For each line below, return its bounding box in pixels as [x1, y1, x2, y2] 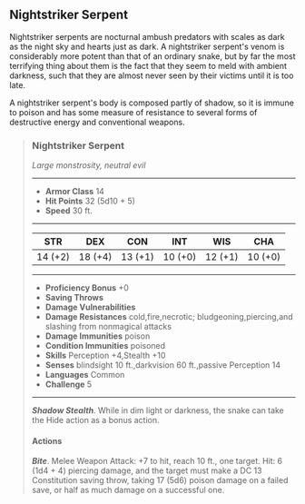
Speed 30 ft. [44, 205, 93, 216]
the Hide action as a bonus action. [31, 415, 161, 426]
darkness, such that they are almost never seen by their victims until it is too [9, 70, 294, 81]
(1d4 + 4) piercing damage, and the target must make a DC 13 [31, 465, 262, 476]
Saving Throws [44, 292, 104, 303]
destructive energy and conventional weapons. [9, 116, 185, 127]
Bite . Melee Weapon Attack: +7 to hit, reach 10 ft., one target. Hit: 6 [31, 456, 283, 467]
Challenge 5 [44, 379, 93, 390]
